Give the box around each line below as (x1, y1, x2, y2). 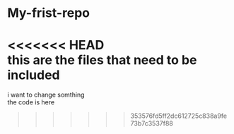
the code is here (7, 98, 55, 106)
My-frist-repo (7, 5, 90, 21)
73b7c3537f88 (130, 119, 173, 128)
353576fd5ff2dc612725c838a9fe (130, 111, 228, 121)
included (7, 67, 60, 83)
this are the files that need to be (7, 52, 197, 68)
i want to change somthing (7, 90, 85, 99)
